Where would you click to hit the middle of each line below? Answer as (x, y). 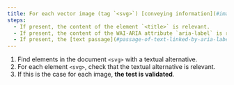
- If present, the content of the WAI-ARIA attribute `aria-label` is (118, 33)
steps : (17, 20)
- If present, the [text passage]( (65, 40)
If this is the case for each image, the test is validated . (96, 75)
